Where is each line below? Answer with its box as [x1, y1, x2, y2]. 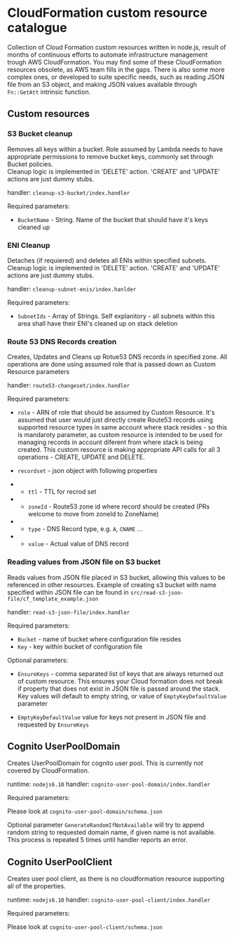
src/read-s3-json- [130, 589, 184, 596]
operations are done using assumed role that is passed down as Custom [7, 360, 216, 368]
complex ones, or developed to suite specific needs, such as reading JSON [7, 72, 225, 81]
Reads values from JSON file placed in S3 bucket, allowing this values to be [7, 573, 226, 581]
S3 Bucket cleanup [7, 129, 73, 139]
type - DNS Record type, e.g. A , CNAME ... [27, 525, 143, 533]
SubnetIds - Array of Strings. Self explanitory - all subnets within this [17, 312, 215, 320]
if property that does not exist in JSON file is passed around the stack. [17, 684, 221, 693]
